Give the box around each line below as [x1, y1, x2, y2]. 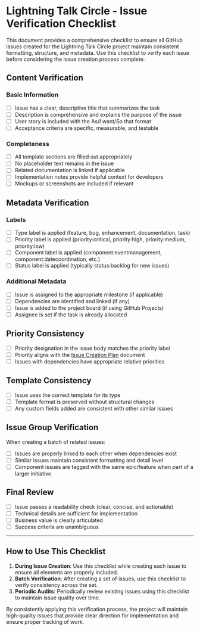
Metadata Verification [6, 198, 89, 208]
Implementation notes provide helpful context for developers [14, 173, 164, 181]
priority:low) [14, 243, 45, 250]
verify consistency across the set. [14, 581, 98, 588]
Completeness [6, 139, 49, 148]
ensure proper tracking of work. [6, 618, 85, 625]
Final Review [6, 487, 54, 498]
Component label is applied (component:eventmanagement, [14, 249, 162, 256]
